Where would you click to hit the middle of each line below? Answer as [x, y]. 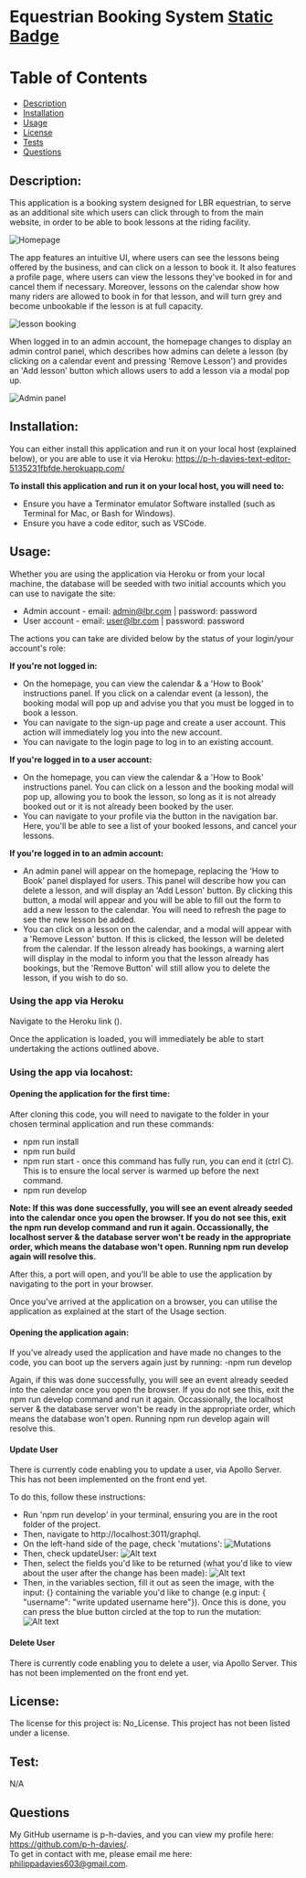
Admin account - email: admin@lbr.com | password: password [140, 610]
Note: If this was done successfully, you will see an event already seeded [151, 1207]
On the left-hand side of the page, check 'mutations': [122, 1544]
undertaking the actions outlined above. [84, 1048]
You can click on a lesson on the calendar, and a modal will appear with [157, 928]
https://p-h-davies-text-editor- [233, 458]
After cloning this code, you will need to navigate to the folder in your [139, 1114]
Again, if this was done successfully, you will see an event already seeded [149, 1380]
